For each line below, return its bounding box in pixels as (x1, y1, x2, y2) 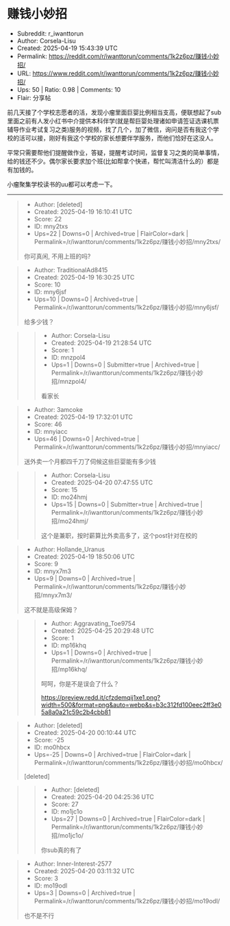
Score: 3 (34, 874, 58, 882)
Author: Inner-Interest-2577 (34, 860, 112, 868)
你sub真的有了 (40, 846, 82, 854)
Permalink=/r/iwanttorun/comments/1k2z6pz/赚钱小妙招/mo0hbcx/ (34, 758, 223, 766)
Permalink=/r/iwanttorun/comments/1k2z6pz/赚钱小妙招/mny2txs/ (34, 237, 221, 245)
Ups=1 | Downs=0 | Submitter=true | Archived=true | (51, 361, 200, 369)
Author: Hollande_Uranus (34, 545, 105, 553)
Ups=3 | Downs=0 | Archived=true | (34, 888, 136, 897)
